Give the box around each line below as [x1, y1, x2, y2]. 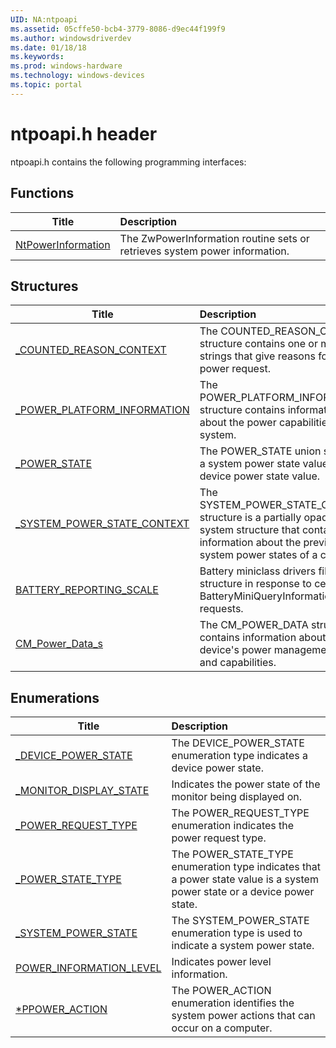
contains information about [199, 631, 327, 645]
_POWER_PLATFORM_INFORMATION [15, 403, 190, 417]
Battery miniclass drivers [199, 564, 317, 578]
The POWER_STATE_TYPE [171, 847, 294, 861]
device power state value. [199, 469, 321, 483]
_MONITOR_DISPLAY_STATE [15, 784, 150, 798]
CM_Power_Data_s [15, 637, 103, 651]
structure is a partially [199, 511, 302, 525]
